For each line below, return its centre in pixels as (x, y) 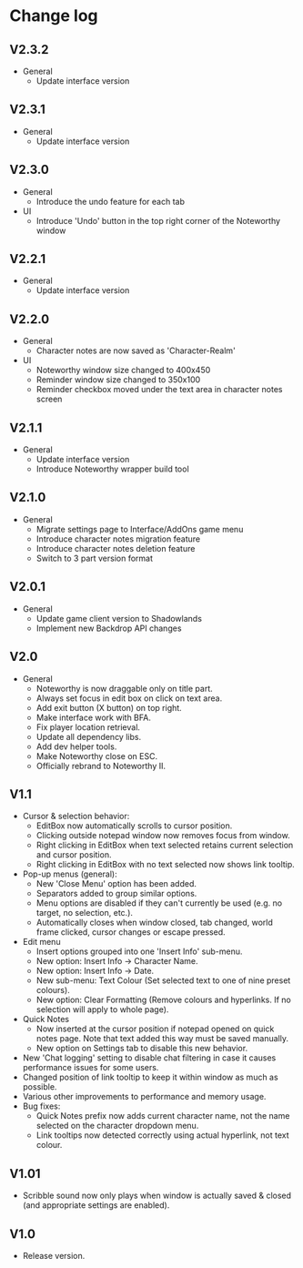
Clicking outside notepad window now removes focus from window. (163, 836)
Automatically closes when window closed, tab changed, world (154, 923)
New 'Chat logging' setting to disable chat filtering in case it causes (149, 1058)
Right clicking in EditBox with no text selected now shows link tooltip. (166, 865)
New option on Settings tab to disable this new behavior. (142, 1049)
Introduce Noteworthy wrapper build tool (112, 469)
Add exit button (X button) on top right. (109, 707)
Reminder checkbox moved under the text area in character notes (159, 390)
